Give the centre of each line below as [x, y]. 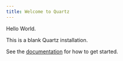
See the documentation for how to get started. [62, 52]
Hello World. [21, 28]
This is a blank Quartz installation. [47, 40]
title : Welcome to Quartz [38, 12]
